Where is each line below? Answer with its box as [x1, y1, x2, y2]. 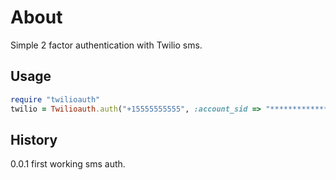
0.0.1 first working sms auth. [10, 158, 126, 170]
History [10, 131, 58, 148]
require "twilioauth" [10, 94, 101, 105]
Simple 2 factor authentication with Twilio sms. [10, 39, 203, 51]
